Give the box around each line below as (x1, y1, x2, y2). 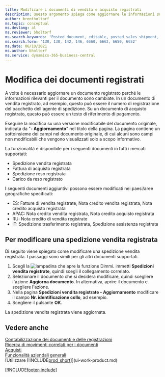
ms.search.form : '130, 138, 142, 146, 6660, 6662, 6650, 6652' (5, 39, 137, 44)
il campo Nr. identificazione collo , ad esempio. (12, 295, 108, 300)
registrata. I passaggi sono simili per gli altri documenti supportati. (5, 254, 139, 260)
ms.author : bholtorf (5, 48, 48, 53)
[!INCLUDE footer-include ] (5, 367, 57, 373)
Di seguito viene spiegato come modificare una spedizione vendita (5, 248, 140, 254)
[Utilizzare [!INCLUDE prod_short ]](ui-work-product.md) (5, 357, 118, 363)
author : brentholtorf (5, 16, 50, 21)
